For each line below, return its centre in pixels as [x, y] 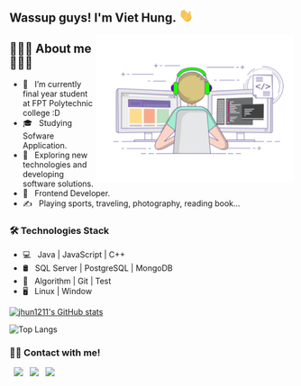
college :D [41, 113]
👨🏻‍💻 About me [50, 49]
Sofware [38, 136]
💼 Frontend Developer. [66, 193]
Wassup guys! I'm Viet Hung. [93, 18]
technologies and [55, 165]
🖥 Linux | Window [57, 291]
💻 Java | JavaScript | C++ [74, 254]
